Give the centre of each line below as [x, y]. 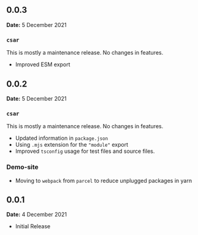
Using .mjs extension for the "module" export [72, 145]
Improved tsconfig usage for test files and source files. [85, 151]
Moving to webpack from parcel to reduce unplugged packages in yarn [103, 180]
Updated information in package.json [62, 138]
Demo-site [22, 167]
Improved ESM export [43, 64]
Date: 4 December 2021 [37, 215]
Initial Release [33, 226]
